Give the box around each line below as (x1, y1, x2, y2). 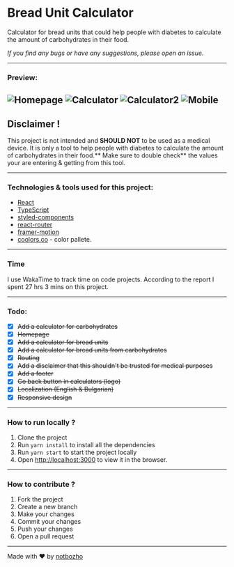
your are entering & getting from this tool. (7, 159, 126, 167)
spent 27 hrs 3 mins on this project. (7, 282, 109, 290)
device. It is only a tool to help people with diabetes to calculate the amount (7, 144, 224, 153)
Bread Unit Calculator (7, 5, 134, 21)
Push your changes (17, 525, 73, 534)
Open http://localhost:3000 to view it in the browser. (17, 455, 168, 464)
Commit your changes (17, 518, 81, 526)
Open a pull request (17, 532, 75, 541)
